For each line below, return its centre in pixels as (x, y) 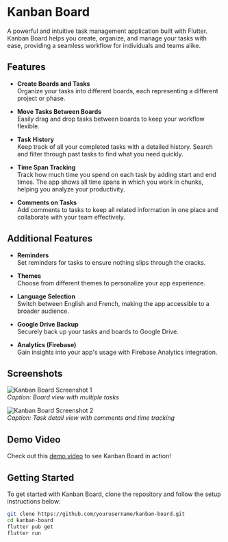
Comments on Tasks (47, 202)
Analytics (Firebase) (47, 344)
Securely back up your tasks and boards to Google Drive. (98, 331)
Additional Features (50, 238)
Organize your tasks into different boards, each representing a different (117, 91)
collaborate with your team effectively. (71, 217)
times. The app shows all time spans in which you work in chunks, (110, 182)
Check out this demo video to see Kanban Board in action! (89, 456)
